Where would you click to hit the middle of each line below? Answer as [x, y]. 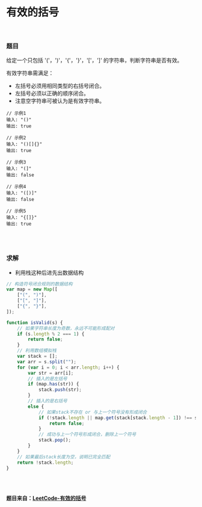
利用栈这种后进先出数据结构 [49, 272]
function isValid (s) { [35, 322]
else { [36, 407]
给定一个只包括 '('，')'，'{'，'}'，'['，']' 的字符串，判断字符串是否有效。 [94, 60]
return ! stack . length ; [45, 462]
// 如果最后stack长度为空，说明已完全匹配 [64, 457]
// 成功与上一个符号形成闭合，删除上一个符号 [87, 435]
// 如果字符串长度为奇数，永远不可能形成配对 [66, 328]
